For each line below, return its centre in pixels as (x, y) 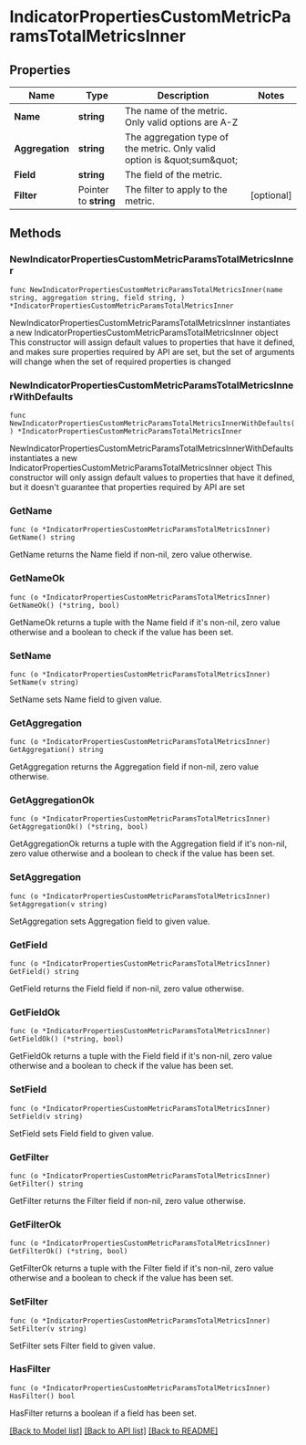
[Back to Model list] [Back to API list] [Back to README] (114, 1430)
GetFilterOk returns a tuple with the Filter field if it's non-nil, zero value (142, 1268)
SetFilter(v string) (49, 1329)
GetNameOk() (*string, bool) (65, 605)
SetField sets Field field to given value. (82, 1133)
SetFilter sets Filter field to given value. (83, 1346)
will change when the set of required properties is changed (120, 361)
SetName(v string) (44, 682)
